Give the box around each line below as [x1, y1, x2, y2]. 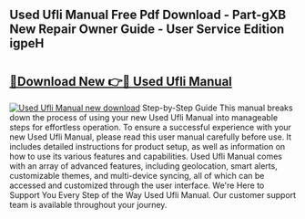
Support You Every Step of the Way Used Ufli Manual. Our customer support [9, 190, 297, 200]
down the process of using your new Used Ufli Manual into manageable [9, 112, 279, 122]
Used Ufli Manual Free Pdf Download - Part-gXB [9, 7, 287, 23]
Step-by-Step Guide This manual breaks [142, 102, 293, 113]
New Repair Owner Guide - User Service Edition [9, 22, 285, 37]
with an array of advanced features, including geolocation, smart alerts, [9, 161, 278, 172]
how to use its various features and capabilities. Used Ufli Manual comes [9, 151, 282, 162]
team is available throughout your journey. [9, 200, 168, 210]
